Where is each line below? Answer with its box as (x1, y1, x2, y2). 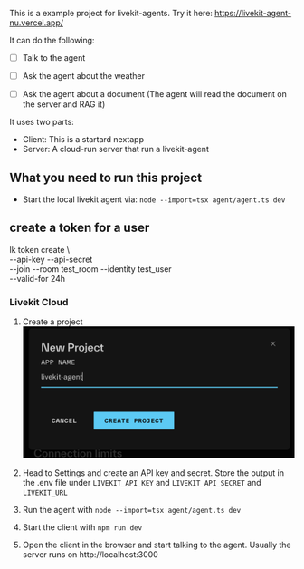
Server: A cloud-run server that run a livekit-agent (22, 144, 210, 155)
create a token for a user (9, 220, 150, 236)
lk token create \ (9, 244, 71, 255)
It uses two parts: (9, 117, 74, 128)
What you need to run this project (9, 169, 202, 185)
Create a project (22, 316, 83, 327)
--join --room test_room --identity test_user (9, 263, 172, 275)
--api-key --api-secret (9, 254, 93, 265)
